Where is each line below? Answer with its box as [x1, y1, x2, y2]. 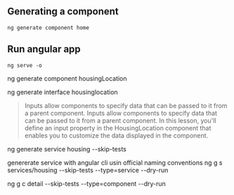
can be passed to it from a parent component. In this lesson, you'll [24, 116, 216, 125]
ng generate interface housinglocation [7, 88, 118, 96]
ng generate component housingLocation [7, 74, 128, 83]
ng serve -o [7, 62, 42, 69]
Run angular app [7, 43, 81, 55]
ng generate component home [7, 24, 90, 31]
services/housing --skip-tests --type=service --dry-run [7, 166, 169, 174]
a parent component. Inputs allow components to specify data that [24, 109, 218, 117]
